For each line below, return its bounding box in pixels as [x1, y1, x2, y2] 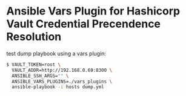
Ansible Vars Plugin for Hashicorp [6, 4, 181, 18]
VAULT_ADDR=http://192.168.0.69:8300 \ [12, 67, 113, 73]
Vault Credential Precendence [6, 17, 161, 31]
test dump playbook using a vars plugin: [6, 50, 107, 57]
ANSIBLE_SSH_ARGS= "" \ [12, 72, 69, 79]
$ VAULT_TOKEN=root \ [6, 62, 61, 68]
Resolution [6, 30, 62, 43]
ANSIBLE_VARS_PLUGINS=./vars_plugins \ [12, 78, 113, 85]
